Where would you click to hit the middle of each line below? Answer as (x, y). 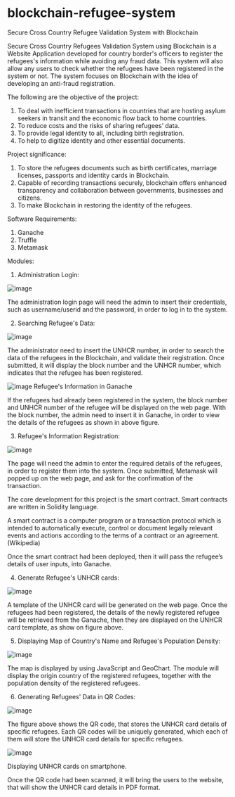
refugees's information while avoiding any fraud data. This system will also (115, 60)
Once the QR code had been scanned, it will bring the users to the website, (116, 779)
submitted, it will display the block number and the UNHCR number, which (114, 365)
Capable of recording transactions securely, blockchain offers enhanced (122, 183)
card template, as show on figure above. (66, 627)
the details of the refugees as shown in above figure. (83, 422)
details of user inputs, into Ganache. (60, 563)
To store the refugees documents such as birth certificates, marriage (117, 167)
